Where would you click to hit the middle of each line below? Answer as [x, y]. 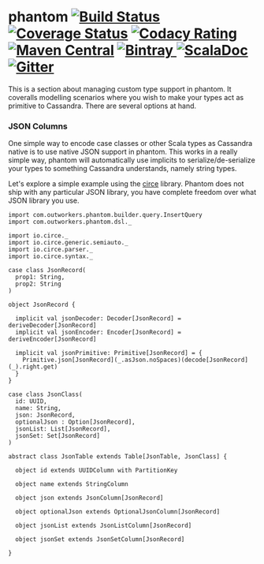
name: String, [38, 409]
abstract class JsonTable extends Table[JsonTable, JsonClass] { [117, 457]
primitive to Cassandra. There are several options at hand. [102, 106]
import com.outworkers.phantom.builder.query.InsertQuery [105, 215]
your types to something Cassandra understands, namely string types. [123, 169]
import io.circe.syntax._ [50, 256]
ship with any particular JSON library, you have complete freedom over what [132, 192]
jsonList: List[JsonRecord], [63, 429]
